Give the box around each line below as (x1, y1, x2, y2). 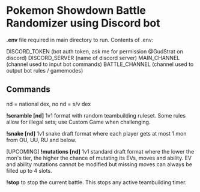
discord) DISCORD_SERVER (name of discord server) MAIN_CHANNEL (6, 54, 180, 61)
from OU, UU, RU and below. (6, 136, 77, 143)
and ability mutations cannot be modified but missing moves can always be (6, 160, 192, 168)
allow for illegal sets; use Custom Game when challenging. (6, 118, 151, 125)
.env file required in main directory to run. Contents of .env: (6, 36, 154, 43)
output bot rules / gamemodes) (6, 67, 83, 74)
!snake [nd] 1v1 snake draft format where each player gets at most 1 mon (6, 130, 187, 137)
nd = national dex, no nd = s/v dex (6, 100, 91, 107)
